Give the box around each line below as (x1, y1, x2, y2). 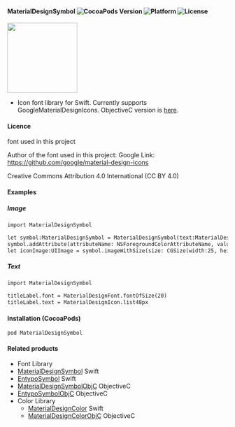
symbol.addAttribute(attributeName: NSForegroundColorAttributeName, (7, 240, 215, 247)
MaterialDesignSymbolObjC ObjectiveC (17, 382, 131, 391)
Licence (7, 122, 31, 130)
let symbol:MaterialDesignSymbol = (7, 234, 111, 241)
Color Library (17, 397, 56, 405)
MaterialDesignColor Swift (27, 404, 104, 413)
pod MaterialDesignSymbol (7, 330, 83, 337)
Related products (7, 344, 59, 352)
